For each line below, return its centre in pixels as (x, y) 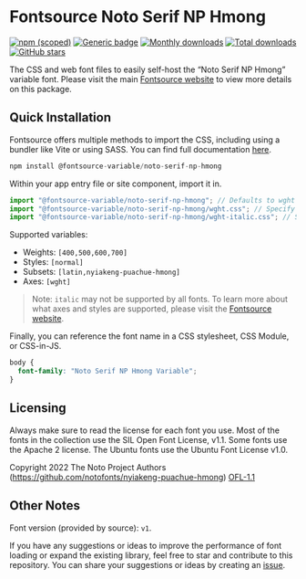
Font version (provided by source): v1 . (81, 528)
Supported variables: (49, 235)
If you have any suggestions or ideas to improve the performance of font (146, 545)
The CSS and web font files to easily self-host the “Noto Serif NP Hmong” (148, 69)
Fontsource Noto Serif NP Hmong (138, 17)
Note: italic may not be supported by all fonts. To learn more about (160, 300)
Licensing (38, 408)
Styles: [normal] (53, 262)
